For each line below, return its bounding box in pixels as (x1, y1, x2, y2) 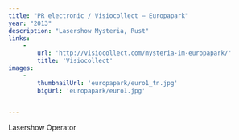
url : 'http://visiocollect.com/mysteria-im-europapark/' (37, 49, 232, 57)
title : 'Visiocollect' (37, 57, 113, 65)
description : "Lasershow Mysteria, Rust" (8, 27, 150, 35)
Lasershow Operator (8, 122, 76, 133)
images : (8, 64, 35, 72)
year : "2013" (8, 19, 52, 27)
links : (8, 34, 31, 43)
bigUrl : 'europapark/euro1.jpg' (37, 86, 146, 95)
